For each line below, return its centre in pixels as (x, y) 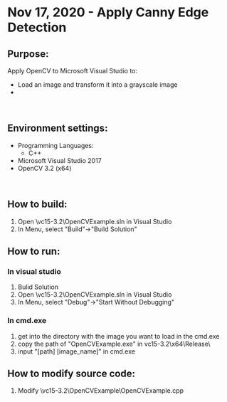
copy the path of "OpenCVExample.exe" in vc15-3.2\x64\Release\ (114, 344)
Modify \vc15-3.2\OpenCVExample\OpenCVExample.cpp (100, 391)
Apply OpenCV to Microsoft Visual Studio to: (72, 71)
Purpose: (28, 54)
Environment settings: (58, 128)
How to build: (37, 205)
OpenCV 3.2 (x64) (44, 168)
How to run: (34, 252)
